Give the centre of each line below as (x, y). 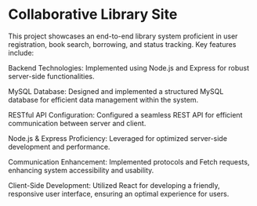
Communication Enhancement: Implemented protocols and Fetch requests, (129, 161)
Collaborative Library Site (93, 14)
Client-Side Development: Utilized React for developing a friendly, (114, 185)
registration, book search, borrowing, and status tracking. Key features (122, 44)
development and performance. (59, 146)
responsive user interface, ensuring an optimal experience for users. (119, 193)
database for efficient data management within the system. (103, 99)
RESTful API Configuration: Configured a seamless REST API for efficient (125, 114)
